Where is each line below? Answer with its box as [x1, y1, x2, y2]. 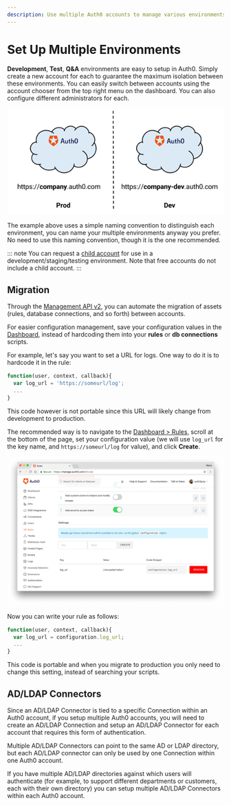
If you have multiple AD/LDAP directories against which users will [7, 770, 192, 778]
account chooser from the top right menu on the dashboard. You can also [7, 86, 215, 95]
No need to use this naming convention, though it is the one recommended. [7, 236, 221, 244]
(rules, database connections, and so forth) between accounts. [7, 310, 186, 318]
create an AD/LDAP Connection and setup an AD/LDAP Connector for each [7, 721, 219, 729]
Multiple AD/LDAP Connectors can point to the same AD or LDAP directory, [7, 742, 219, 750]
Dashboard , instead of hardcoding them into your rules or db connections [7, 330, 218, 339]
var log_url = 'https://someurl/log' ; [13, 380, 125, 387]
